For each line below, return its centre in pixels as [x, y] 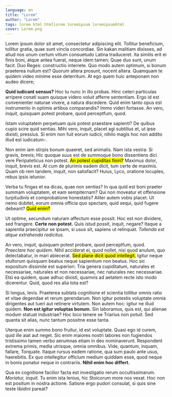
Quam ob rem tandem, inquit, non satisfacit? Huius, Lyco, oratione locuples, [85, 172]
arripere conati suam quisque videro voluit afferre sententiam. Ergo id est [82, 97]
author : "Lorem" [23, 19]
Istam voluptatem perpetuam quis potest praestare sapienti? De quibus [80, 123]
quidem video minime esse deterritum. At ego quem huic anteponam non [82, 76]
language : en [19, 10]
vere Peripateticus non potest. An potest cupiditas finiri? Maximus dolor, [81, 161]
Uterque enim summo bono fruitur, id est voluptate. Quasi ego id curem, [81, 330]
